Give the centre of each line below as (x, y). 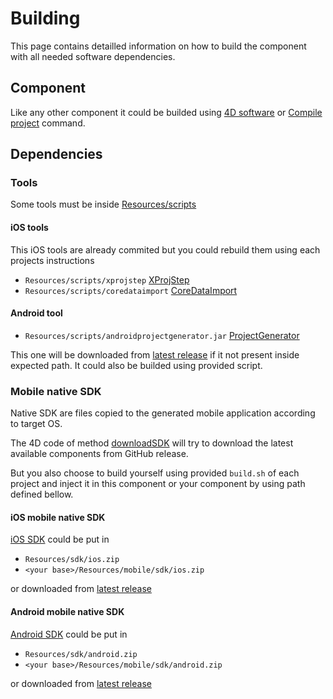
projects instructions (52, 260)
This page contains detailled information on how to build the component (158, 46)
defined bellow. (42, 494)
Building (45, 18)
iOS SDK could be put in (60, 539)
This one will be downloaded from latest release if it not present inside (155, 354)
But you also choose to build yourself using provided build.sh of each (155, 473)
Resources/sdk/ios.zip (72, 560)
